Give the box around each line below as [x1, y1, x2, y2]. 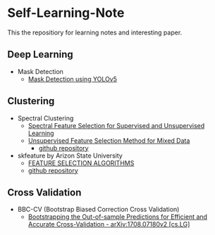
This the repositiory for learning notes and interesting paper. [7, 28, 183, 37]
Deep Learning [7, 49, 73, 61]
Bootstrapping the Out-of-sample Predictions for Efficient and [27, 212, 208, 221]
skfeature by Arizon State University [17, 151, 123, 160]
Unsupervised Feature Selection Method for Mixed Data [27, 136, 190, 145]
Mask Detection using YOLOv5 [27, 75, 118, 83]
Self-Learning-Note [7, 5, 125, 21]
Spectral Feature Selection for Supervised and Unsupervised [27, 121, 205, 129]
